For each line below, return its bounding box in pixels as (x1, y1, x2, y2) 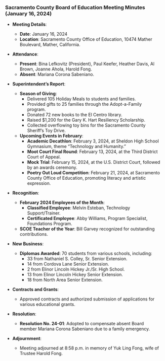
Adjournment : (12, 336, 42, 342)
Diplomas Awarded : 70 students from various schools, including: (19, 250, 152, 257)
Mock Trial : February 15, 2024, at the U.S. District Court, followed (27, 159, 161, 165)
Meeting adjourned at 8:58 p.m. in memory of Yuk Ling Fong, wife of (19, 345, 159, 351)
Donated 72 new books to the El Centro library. (27, 112, 123, 118)
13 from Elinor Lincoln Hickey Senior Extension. (27, 272, 124, 278)
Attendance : (12, 51, 39, 57)
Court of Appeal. (27, 154, 61, 160)
